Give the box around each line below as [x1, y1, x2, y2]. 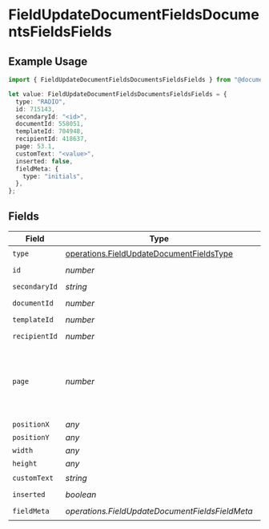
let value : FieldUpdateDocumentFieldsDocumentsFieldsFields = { [8, 90, 227, 98]
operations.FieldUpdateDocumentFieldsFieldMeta [65, 506, 254, 517]
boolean [65, 489, 97, 500]
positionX [12, 419, 50, 429]
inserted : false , [15, 157, 74, 165]
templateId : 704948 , [15, 127, 84, 135]
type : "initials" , [22, 172, 84, 180]
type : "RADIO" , [15, 98, 66, 106]
